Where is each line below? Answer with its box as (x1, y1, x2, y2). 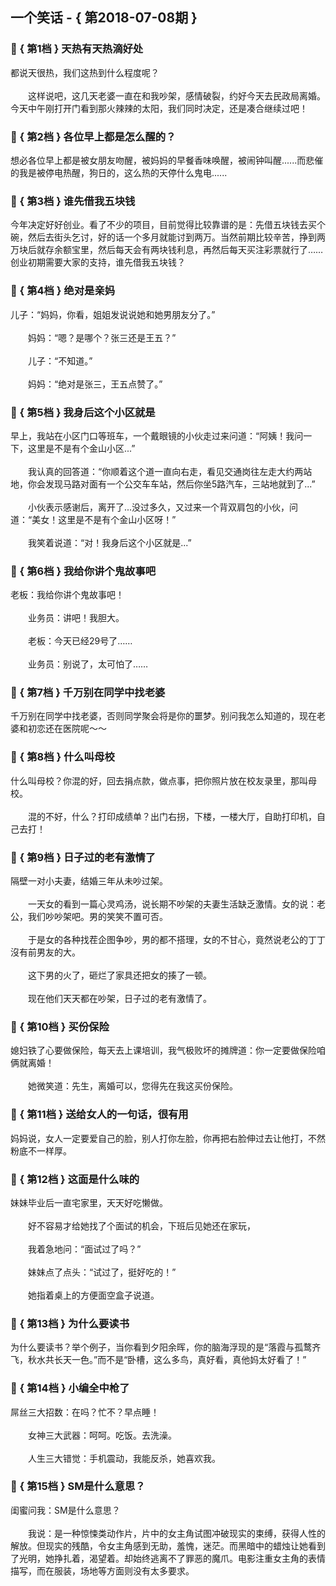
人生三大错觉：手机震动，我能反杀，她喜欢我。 (27, 1452, 221, 1464)
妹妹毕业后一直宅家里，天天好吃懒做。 (10, 1196, 168, 1208)
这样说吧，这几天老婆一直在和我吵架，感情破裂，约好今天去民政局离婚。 (27, 89, 326, 102)
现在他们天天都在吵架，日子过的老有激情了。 (27, 993, 212, 1005)
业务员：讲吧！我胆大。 (27, 612, 125, 624)
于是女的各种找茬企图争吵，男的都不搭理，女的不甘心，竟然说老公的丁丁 (27, 934, 326, 946)
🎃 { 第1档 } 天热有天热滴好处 (10, 42, 144, 56)
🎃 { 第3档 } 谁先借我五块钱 (10, 194, 136, 208)
